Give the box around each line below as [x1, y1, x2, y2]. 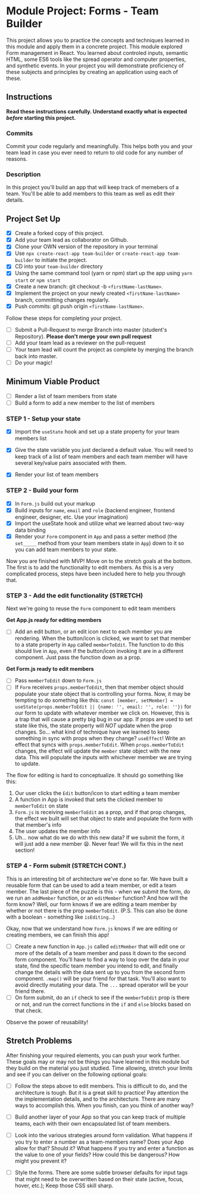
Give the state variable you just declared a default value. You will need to [14, 446, 193, 454]
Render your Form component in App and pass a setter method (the [14, 532, 177, 540]
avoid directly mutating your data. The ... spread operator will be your [14, 981, 189, 988]
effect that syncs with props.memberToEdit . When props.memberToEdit [14, 741, 185, 749]
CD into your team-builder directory [14, 263, 103, 270]
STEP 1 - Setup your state [6, 414, 81, 423]
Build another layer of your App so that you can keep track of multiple [14, 1113, 186, 1120]
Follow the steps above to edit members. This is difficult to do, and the [14, 1082, 187, 1089]
